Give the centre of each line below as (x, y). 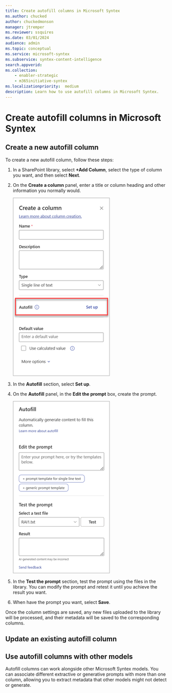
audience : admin (23, 44)
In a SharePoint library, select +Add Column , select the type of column (87, 169)
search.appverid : (24, 65)
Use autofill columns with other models (69, 656)
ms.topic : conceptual (28, 49)
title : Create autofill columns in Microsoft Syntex (63, 11)
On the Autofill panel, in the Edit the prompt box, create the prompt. (85, 394)
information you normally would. (47, 190)
